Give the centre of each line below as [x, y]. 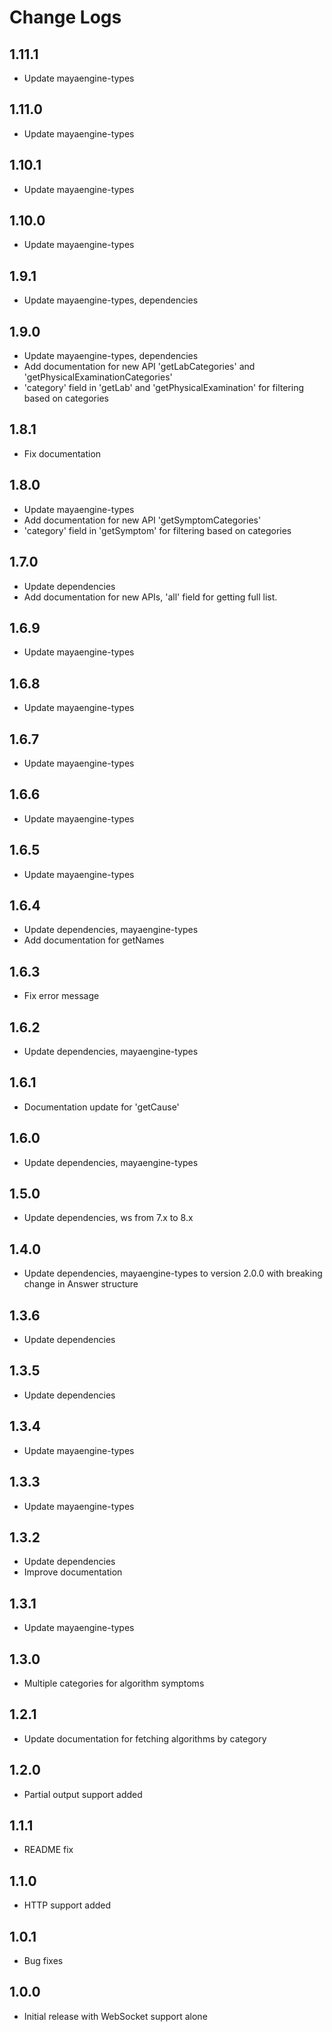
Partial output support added [83, 1794]
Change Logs [65, 17]
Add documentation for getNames [94, 940]
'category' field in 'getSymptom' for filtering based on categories [157, 530]
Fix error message [61, 996]
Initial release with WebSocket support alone [115, 2016]
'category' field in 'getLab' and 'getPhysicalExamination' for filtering [163, 388]
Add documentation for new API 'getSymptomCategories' [142, 520]
